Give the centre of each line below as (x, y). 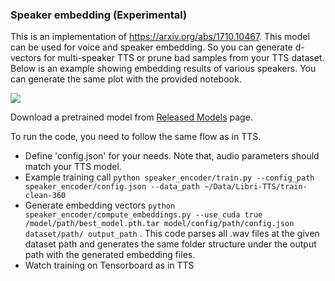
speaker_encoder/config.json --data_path (112, 187)
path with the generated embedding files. (110, 255)
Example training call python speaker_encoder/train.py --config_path (169, 177)
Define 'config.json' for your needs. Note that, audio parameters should (172, 156)
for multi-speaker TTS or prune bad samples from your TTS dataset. (184, 58)
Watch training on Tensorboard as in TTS (109, 265)
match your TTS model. (73, 167)
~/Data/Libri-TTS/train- (256, 187)
